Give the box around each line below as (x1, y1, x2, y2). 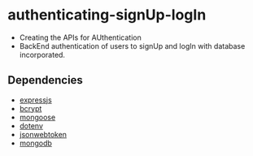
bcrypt (19, 103, 42, 113)
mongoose (19, 112, 56, 122)
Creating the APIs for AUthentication (19, 32, 142, 42)
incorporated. (19, 50, 66, 59)
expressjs (19, 95, 52, 105)
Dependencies (7, 73, 83, 87)
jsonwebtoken (19, 129, 67, 139)
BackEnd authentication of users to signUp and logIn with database (19, 41, 246, 50)
